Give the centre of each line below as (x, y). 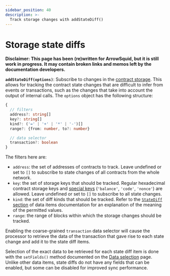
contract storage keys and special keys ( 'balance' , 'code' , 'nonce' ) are (88, 188)
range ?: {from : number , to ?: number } (50, 129)
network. (22, 178)
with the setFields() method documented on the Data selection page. (79, 257)
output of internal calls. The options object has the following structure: (79, 96)
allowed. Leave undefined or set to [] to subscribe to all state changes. (87, 194)
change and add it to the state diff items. (48, 242)
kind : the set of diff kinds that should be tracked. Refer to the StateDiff (88, 200)
